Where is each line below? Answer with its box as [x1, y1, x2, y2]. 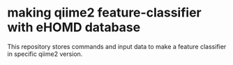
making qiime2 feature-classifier [7, 5, 202, 21]
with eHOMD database [7, 19, 141, 35]
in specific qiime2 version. [7, 50, 83, 58]
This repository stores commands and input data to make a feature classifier [7, 42, 227, 50]
